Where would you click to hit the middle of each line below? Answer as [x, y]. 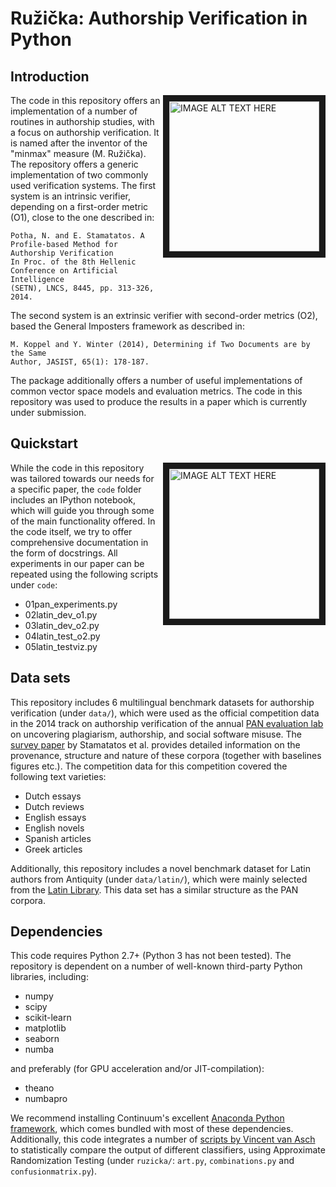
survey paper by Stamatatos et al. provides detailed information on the [155, 744]
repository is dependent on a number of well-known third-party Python [156, 966]
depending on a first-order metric [79, 206]
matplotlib [45, 1028]
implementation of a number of [74, 111]
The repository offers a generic [74, 164]
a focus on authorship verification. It [85, 132]
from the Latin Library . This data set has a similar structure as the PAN [154, 889]
